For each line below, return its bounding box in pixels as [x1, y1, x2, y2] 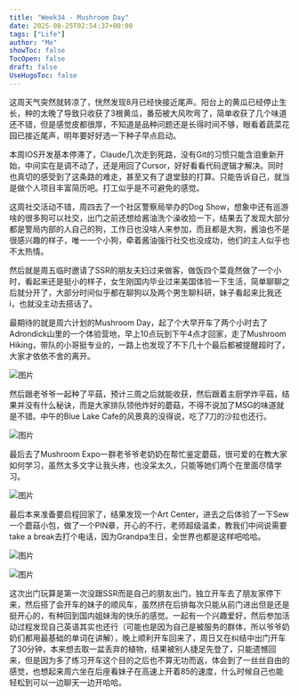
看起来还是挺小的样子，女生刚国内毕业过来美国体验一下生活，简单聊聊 [24, 275, 282, 286]
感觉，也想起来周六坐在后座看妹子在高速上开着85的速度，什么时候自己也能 [9, 666, 284, 676]
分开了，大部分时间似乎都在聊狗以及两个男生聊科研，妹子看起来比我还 [24, 287, 282, 298]
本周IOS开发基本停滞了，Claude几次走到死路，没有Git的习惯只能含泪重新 [9, 149, 278, 160]
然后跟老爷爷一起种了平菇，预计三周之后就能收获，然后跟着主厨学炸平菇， [9, 389, 282, 399]
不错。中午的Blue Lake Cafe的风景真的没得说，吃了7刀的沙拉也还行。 [16, 411, 272, 422]
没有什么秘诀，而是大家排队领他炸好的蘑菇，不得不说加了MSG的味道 [24, 399, 278, 410]
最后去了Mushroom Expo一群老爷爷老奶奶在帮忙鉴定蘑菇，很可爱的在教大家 [9, 448, 287, 459]
